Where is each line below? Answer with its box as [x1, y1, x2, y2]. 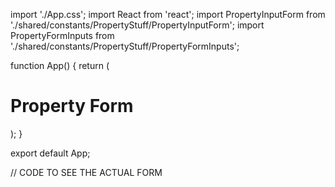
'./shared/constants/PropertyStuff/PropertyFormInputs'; [10, 40, 240, 52]
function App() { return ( [10, 60, 110, 71]
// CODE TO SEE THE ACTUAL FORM [10, 166, 163, 178]
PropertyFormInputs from [10, 30, 115, 41]
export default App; [10, 147, 91, 159]
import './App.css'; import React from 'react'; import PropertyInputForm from [10, 9, 326, 20]
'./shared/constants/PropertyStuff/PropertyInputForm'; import [10, 19, 265, 31]
